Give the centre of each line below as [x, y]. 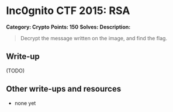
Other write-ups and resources [64, 89]
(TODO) [15, 71]
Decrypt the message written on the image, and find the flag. [94, 38]
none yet [25, 103]
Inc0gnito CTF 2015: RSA [68, 11]
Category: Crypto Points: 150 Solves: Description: [68, 27]
